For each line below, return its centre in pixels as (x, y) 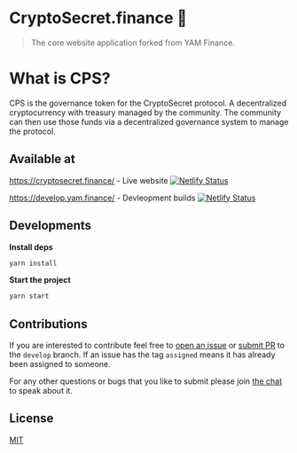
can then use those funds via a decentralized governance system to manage (149, 121)
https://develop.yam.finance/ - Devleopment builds (102, 198)
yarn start (29, 296)
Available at (42, 159)
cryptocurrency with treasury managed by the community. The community (145, 112)
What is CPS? (60, 78)
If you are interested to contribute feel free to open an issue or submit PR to (147, 346)
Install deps (31, 246)
